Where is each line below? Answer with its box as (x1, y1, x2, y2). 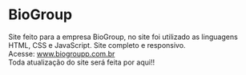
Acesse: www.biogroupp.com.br (8, 49, 115, 58)
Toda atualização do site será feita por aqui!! (8, 57, 155, 67)
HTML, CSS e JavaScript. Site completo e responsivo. (8, 40, 186, 49)
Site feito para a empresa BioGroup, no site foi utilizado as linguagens (8, 32, 238, 41)
